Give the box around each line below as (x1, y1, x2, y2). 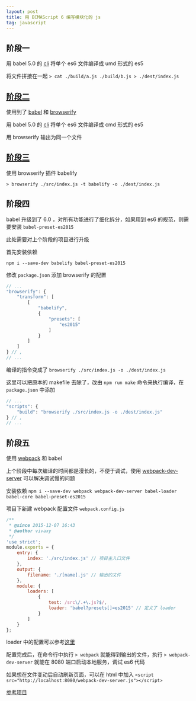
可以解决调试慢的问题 (23, 475, 76, 482)
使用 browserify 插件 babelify (6, 169, 78, 177)
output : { (17, 566, 41, 572)
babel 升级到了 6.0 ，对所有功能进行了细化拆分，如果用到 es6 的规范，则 (6, 216, 184, 223)
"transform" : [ (17, 294, 54, 300)
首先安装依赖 (6, 248, 37, 255)
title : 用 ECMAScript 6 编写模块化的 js (6, 14, 101, 20)
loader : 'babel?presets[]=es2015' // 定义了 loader (48, 605, 176, 611)
